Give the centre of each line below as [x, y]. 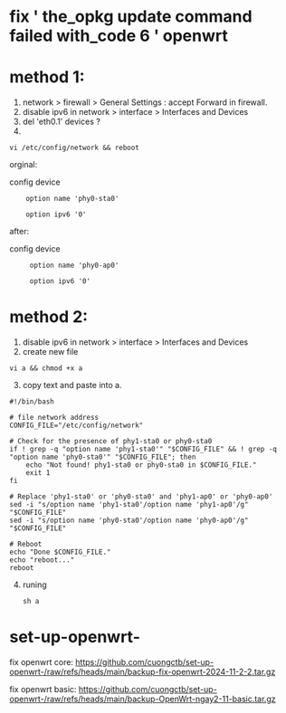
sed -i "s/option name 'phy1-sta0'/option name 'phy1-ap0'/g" [129, 505]
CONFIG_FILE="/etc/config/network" [76, 426]
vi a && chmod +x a [46, 368]
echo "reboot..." [42, 560]
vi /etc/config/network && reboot [75, 148]
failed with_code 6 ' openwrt [119, 36]
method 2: [49, 317]
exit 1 [38, 473]
